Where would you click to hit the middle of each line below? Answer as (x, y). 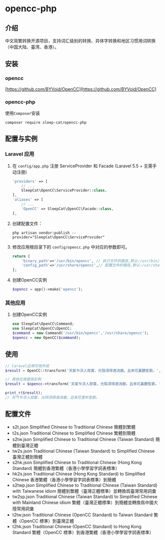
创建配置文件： (27, 223)
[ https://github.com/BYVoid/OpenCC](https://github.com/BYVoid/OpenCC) (81, 89)
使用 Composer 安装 (23, 113)
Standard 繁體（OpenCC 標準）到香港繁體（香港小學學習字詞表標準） (83, 532)
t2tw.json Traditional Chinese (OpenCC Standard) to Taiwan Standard (82, 515)
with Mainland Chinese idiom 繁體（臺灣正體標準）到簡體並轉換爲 (79, 502)
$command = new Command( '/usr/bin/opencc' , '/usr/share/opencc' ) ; (80, 333)
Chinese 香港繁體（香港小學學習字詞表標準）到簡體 (64, 479)
